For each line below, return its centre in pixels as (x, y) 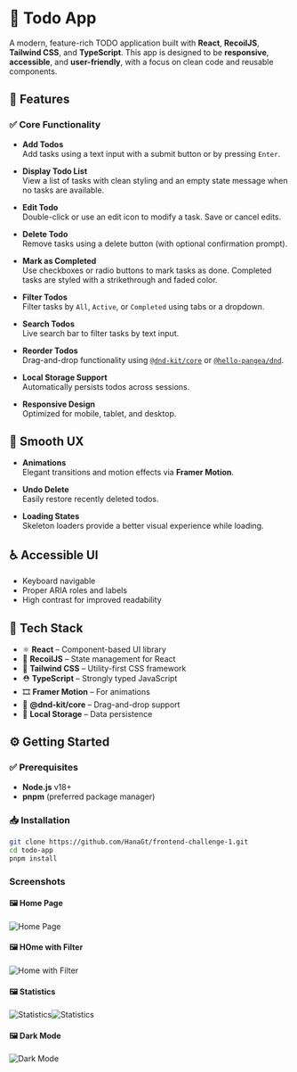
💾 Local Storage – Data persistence (87, 714)
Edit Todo (40, 207)
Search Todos (48, 324)
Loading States (51, 516)
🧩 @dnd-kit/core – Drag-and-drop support (101, 705)
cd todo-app (31, 850)
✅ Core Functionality (55, 125)
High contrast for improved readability (92, 600)
